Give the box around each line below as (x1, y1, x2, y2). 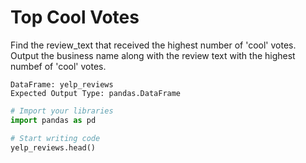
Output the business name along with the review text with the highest (10, 49, 296, 61)
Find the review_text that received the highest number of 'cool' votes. (10, 39, 297, 51)
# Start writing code (10, 133, 101, 143)
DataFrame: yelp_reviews (10, 79, 114, 90)
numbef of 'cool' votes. (10, 60, 107, 72)
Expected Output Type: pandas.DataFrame (10, 88, 182, 98)
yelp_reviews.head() (10, 142, 97, 153)
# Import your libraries (10, 106, 114, 116)
